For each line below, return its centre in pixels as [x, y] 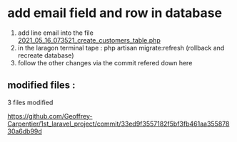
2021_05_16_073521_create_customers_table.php [89, 40]
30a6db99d [25, 131]
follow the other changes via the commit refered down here [105, 62]
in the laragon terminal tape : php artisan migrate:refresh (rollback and [121, 48]
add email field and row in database [115, 13]
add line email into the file [56, 33]
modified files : [42, 86]
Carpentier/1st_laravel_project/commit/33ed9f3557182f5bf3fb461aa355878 [118, 124]
